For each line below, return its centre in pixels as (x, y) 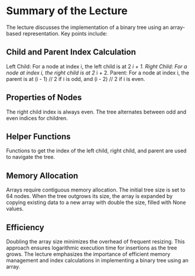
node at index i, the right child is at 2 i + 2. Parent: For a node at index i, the (98, 73)
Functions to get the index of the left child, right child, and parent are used (97, 151)
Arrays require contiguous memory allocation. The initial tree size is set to (96, 190)
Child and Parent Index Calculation (71, 52)
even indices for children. (37, 118)
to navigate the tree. (30, 157)
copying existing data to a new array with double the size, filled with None (96, 203)
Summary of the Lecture (67, 11)
